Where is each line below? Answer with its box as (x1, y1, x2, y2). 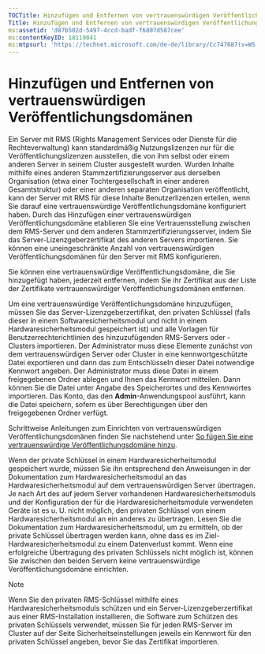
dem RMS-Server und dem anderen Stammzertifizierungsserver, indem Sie (8, 226, 252, 237)
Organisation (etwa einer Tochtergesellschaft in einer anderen (8, 177, 210, 186)
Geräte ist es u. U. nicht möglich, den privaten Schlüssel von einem (8, 506, 226, 515)
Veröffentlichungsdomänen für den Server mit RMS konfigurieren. (8, 252, 222, 261)
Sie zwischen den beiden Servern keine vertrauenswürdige (8, 556, 201, 566)
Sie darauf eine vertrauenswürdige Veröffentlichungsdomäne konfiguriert (8, 202, 247, 211)
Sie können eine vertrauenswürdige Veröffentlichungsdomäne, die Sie (8, 267, 236, 277)
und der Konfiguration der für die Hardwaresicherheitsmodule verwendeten (8, 498, 254, 507)
